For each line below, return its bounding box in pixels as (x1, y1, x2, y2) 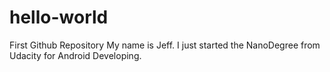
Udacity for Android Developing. (9, 49, 142, 61)
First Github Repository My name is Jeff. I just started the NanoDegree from (9, 39, 321, 51)
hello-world (9, 6, 109, 29)
